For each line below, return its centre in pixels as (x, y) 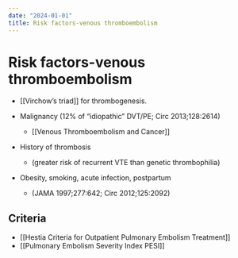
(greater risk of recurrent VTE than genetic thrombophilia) (126, 163)
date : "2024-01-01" (40, 15)
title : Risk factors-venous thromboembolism (83, 23)
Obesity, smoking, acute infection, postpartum (96, 178)
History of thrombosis (55, 147)
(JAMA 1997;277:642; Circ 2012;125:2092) (101, 193)
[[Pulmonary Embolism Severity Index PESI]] (92, 246)
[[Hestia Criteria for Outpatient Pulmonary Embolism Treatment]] (125, 237)
